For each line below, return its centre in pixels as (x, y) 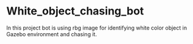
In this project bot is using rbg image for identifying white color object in (97, 28)
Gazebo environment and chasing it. (52, 34)
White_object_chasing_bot (75, 11)
